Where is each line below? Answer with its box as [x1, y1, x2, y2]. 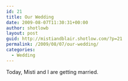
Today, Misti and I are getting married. [6, 68, 99, 75]
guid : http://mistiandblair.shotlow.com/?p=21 [6, 36, 123, 42]
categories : [6, 47, 35, 53]
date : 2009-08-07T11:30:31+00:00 [6, 19, 88, 25]
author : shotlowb [6, 25, 49, 31]
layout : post [6, 31, 38, 36]
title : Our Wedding [6, 14, 54, 20]
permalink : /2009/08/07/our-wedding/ [6, 42, 99, 48]
